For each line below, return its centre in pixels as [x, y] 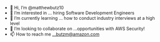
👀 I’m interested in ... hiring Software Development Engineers [72, 13]
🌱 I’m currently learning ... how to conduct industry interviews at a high [82, 18]
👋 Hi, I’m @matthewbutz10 [37, 8]
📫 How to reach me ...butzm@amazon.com [55, 34]
